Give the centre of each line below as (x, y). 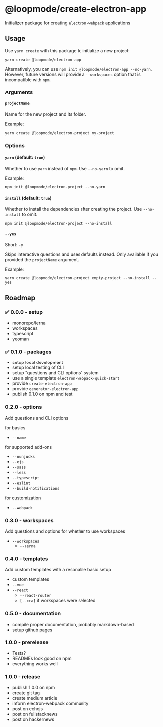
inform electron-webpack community (50, 703)
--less (19, 473)
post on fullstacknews (35, 714)
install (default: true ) (28, 198)
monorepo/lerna (29, 323)
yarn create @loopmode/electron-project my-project (60, 133)
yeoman (21, 339)
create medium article (35, 698)
